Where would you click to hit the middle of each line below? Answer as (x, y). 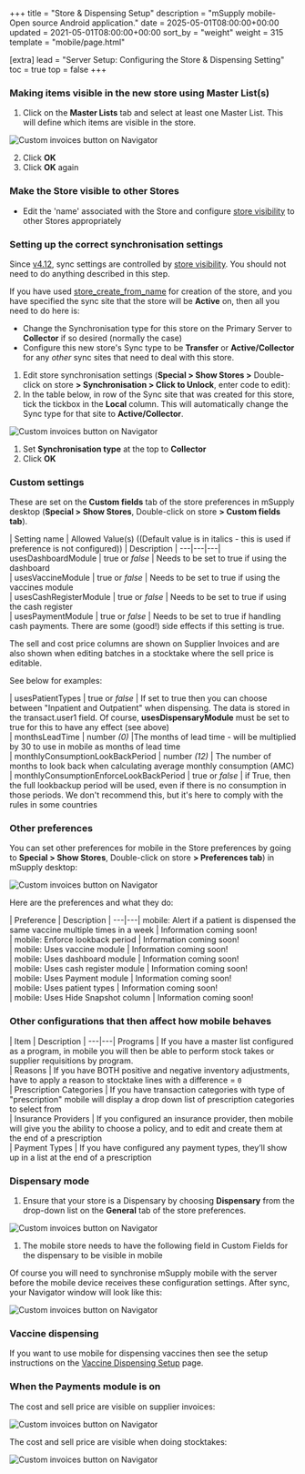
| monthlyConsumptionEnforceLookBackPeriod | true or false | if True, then (150, 776)
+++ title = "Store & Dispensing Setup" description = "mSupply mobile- (143, 13)
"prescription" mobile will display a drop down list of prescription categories (152, 1099)
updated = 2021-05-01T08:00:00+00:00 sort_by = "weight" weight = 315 (147, 32)
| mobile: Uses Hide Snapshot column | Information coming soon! (132, 998)
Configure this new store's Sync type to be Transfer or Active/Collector (158, 347)
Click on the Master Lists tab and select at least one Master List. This (153, 113)
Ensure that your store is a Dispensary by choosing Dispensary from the (158, 1201)
